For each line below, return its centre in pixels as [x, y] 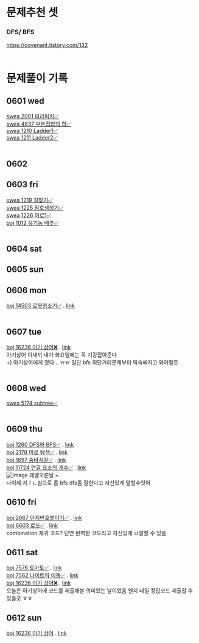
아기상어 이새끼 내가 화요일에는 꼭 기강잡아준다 [62, 355]
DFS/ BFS [20, 32]
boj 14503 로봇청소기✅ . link [40, 306]
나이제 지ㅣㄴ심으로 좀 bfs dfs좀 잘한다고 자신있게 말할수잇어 [79, 483]
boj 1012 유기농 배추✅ [33, 222]
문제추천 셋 [32, 12]
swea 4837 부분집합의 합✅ [39, 124]
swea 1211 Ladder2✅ [32, 138]
